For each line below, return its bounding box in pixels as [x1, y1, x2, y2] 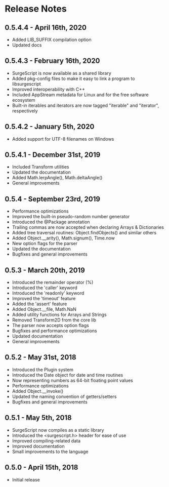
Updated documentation [12, 333, 63, 339]
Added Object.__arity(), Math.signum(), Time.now [12, 235, 115, 241]
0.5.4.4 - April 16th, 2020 [5, 23, 87, 32]
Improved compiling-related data [12, 437, 81, 443]
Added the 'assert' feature [12, 301, 67, 307]
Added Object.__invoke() [12, 388, 64, 394]
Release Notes [5, 3, 67, 15]
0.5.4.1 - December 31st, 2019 [5, 150, 101, 159]
